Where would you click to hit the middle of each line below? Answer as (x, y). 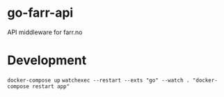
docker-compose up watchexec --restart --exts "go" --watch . (98, 80)
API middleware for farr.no (45, 32)
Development (47, 60)
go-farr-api (40, 13)
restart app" (51, 86)
